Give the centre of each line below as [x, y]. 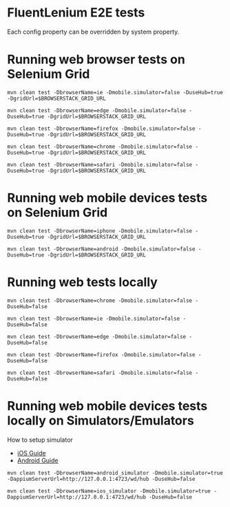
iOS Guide [31, 453]
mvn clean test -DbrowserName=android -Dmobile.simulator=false [101, 249]
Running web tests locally [83, 282]
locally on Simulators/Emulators [101, 420]
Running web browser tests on [96, 60]
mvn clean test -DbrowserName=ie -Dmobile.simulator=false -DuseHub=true [115, 92]
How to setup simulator [40, 440]
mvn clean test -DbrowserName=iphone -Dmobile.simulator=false [100, 231]
